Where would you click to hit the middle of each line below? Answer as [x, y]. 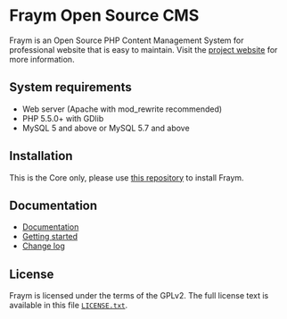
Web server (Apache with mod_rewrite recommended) [122, 109]
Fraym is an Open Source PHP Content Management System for [127, 40]
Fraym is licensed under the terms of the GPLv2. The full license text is [139, 296]
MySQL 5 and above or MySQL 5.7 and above [106, 128]
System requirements [70, 87]
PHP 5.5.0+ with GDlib [63, 118]
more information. [42, 59]
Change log [43, 246]
